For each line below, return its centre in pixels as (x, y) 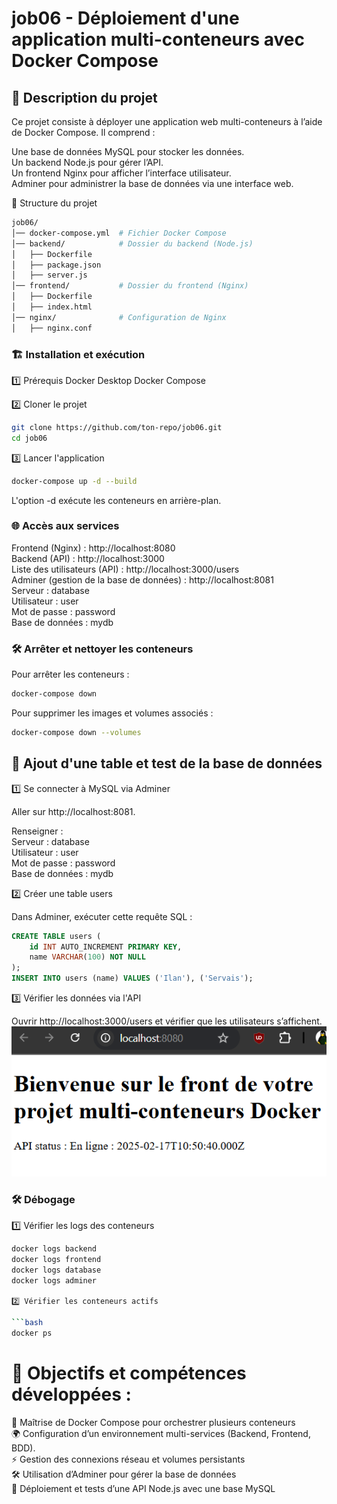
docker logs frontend (56, 1259)
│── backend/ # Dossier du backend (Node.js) (132, 243)
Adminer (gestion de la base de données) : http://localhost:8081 (142, 579)
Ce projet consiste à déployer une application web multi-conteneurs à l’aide (167, 121)
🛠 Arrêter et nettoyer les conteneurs (102, 649)
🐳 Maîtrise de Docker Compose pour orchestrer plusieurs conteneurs (153, 1422)
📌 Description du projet (84, 97)
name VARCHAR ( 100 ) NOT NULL (87, 957)
